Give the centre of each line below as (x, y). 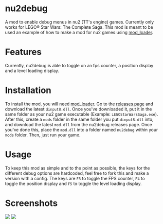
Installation (28, 90)
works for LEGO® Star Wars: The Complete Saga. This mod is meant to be (79, 27)
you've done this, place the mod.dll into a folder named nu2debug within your (81, 130)
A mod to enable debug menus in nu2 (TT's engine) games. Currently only (80, 22)
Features (23, 52)
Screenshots (31, 203)
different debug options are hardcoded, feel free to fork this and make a (77, 173)
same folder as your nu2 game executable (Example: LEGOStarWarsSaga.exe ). (81, 114)
